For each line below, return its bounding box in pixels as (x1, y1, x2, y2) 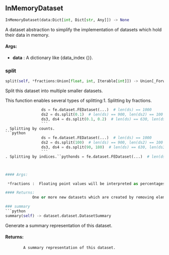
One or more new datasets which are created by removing (32, 195, 154, 200)
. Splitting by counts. (5, 126, 55, 131)
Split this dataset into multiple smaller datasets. (5, 88, 103, 94)
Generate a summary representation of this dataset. (5, 222, 112, 228)
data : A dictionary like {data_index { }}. (12, 54, 93, 60)
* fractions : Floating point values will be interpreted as (7, 181, 138, 186)
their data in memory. (5, 32, 49, 38)
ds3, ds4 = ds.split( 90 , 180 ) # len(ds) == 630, (41, 145, 147, 150)
